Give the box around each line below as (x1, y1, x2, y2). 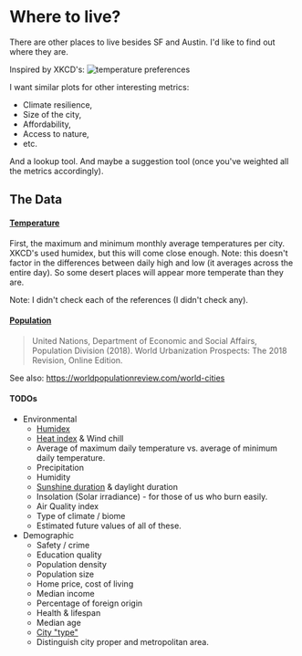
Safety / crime (36, 539, 90, 550)
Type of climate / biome (36, 510, 126, 521)
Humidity (36, 472, 71, 483)
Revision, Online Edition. (31, 354, 123, 366)
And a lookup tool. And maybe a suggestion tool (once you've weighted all (9, 155, 289, 166)
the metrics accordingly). (9, 165, 104, 176)
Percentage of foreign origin (36, 598, 143, 609)
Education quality (36, 549, 102, 560)
